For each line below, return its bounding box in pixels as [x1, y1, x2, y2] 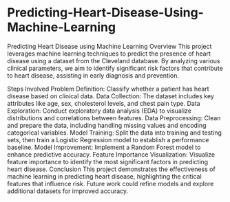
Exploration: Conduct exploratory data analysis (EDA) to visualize [7, 106, 191, 115]
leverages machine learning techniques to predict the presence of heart [7, 49, 211, 58]
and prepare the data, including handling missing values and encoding [7, 121, 207, 129]
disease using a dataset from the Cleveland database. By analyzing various [7, 56, 220, 65]
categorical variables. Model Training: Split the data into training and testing [7, 128, 222, 137]
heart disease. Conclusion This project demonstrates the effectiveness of [7, 165, 216, 173]
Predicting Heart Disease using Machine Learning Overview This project [7, 42, 212, 50]
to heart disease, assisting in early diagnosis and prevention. [7, 71, 179, 80]
